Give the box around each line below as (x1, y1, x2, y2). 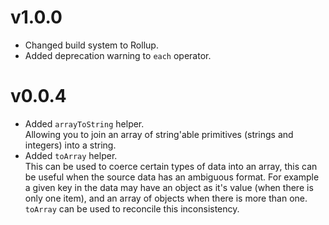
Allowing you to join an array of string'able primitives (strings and (24, 128, 294, 140)
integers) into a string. (24, 139, 117, 151)
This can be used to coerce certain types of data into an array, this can (24, 160, 318, 172)
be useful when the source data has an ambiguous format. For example (24, 171, 320, 183)
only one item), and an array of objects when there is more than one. (24, 192, 308, 204)
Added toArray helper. (24, 149, 118, 161)
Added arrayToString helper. (24, 117, 145, 130)
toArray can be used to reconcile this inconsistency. (24, 202, 240, 215)
